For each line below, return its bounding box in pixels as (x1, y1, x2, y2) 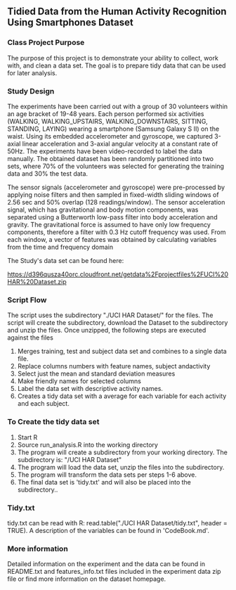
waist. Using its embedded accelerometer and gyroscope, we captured (7, 132, 213, 140)
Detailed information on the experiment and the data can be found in (7, 560, 206, 568)
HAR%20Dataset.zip (7, 277, 67, 286)
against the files (7, 333, 54, 342)
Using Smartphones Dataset (7, 17, 133, 29)
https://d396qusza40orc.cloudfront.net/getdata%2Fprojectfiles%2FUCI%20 (7, 270, 229, 278)
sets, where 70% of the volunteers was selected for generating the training (7, 162, 225, 170)
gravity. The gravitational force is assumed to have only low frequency (7, 220, 211, 229)
